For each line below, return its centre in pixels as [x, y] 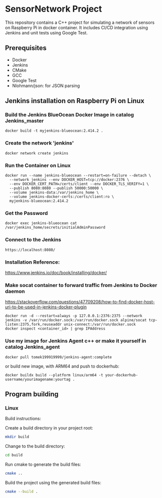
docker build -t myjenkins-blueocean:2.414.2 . [54, 131]
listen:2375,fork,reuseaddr [34, 324]
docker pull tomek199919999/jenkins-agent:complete [58, 357]
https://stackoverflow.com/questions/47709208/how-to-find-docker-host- [80, 302]
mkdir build [17, 437]
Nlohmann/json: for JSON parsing [46, 86]
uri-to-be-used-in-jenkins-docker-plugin [46, 307]
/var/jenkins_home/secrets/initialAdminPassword [55, 228]
